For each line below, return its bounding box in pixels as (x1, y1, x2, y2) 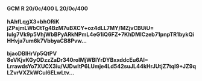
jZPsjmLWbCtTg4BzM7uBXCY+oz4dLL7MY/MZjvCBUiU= (7, 25, 154, 32)
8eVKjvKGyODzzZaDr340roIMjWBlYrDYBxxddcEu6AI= (7, 56, 148, 64)
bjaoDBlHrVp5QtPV (7, 50, 57, 57)
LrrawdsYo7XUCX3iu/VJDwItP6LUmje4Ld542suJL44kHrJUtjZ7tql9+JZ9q (7, 63, 197, 70)
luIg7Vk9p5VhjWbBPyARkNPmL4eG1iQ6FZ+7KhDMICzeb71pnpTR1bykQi (7, 31, 195, 38)
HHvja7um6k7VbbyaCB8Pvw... (7, 37, 87, 44)
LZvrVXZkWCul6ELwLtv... (7, 69, 75, 76)
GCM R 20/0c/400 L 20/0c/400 (7, 5, 88, 12)
